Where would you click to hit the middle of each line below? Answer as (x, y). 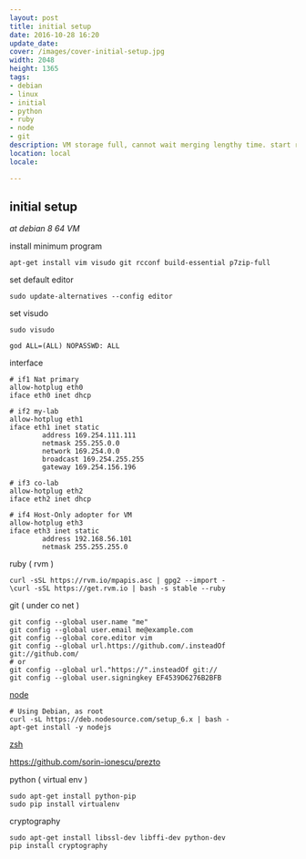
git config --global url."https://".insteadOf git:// (114, 670)
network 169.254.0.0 (81, 452)
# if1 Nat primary (44, 380)
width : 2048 (32, 60)
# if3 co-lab (34, 484)
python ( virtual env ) (49, 780)
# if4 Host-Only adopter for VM (71, 516)
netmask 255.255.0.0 (81, 444)
